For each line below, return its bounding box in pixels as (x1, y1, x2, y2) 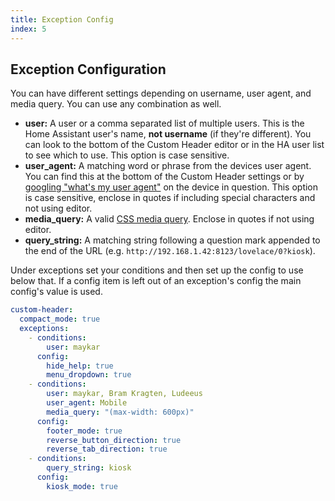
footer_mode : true (46, 426, 123, 436)
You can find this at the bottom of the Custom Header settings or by (24, 171, 305, 183)
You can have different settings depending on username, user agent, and (10, 87, 312, 100)
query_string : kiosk (46, 463, 132, 473)
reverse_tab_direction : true (46, 444, 168, 455)
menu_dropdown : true (46, 370, 132, 380)
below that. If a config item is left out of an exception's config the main (10, 275, 302, 287)
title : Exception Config (10, 14, 114, 25)
